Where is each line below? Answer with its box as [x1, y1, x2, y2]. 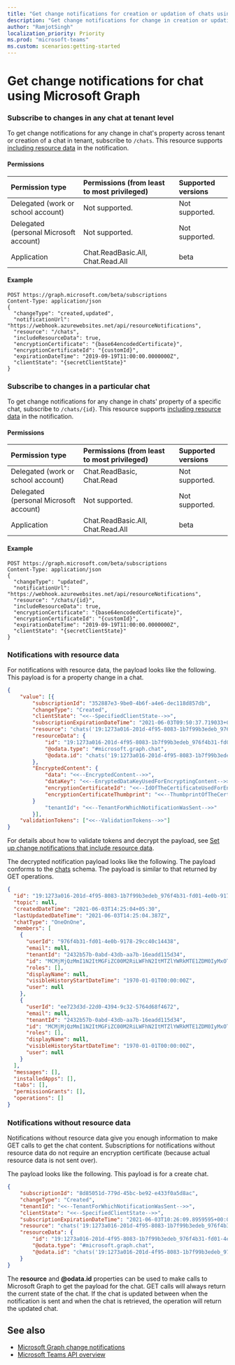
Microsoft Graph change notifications [17, 1343, 125, 1352]
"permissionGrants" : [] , [13, 1088, 86, 1096]
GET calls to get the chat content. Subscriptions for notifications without [7, 1141, 215, 1150]
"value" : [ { [20, 693, 55, 700]
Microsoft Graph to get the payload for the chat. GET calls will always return [7, 1281, 226, 1290]
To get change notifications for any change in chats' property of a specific [7, 397, 222, 406]
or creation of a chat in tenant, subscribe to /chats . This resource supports [7, 136, 223, 145]
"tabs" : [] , [13, 1081, 49, 1088]
